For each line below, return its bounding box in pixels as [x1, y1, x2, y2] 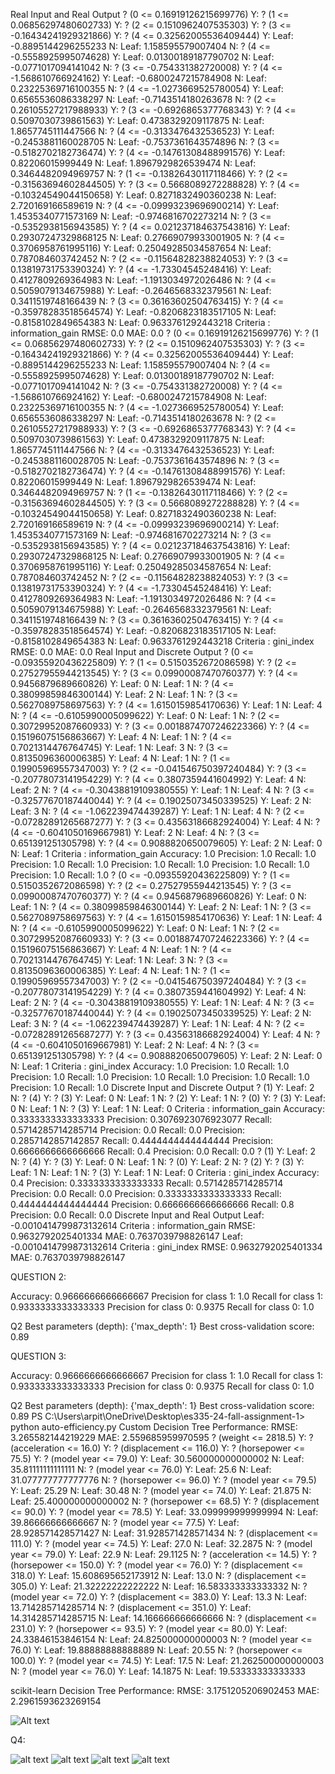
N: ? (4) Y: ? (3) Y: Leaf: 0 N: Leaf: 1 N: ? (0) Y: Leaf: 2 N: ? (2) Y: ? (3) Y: [10, 1156, 305, 1168]
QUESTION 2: [10, 1271, 67, 1283]
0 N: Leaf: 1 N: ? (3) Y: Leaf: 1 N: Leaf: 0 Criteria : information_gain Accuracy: [10, 1103, 325, 1114]
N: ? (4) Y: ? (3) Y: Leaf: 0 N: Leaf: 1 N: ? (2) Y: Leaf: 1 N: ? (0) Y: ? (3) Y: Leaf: [10, 1092, 327, 1104]
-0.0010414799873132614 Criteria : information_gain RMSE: [10, 1220, 256, 1231]
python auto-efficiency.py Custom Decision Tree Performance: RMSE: [10, 1421, 298, 1433]
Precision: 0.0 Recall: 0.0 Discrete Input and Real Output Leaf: [10, 1209, 265, 1221]
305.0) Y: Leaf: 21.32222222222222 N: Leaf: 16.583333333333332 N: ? [10, 1580, 308, 1592]
